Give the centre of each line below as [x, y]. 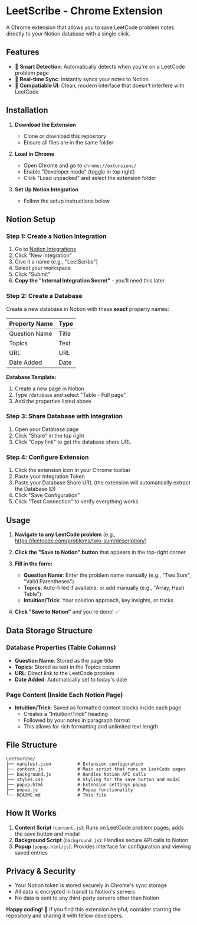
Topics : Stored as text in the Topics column [68, 667]
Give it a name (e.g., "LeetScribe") [56, 262]
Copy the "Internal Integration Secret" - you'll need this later [90, 281]
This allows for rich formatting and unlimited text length [91, 726]
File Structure [32, 745]
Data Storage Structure [50, 631]
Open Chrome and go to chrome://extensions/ [80, 165]
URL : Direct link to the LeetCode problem [65, 673]
